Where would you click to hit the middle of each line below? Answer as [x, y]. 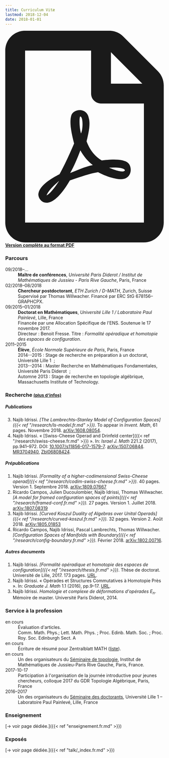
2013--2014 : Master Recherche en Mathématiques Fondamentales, [88, 365]
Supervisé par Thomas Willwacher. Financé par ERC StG [76, 296]
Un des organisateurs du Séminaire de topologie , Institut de [79, 659]
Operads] [147, 513]
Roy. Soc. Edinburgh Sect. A [47, 638]
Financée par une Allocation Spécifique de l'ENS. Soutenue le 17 [84, 323]
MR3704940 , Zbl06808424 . [42, 452]
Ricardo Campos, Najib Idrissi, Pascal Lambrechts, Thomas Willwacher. [86, 529]
